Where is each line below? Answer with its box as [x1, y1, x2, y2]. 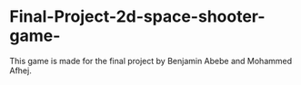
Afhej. [9, 65, 32, 76]
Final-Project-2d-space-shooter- [9, 6, 266, 27]
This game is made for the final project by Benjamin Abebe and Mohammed [9, 55, 293, 66]
